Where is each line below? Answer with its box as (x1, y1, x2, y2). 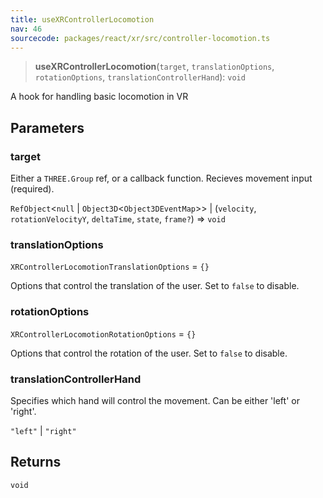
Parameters (10, 119, 85, 136)
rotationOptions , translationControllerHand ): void (34, 71, 246, 83)
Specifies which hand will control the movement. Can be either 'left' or (10, 394, 300, 406)
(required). (10, 183, 55, 195)
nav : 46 (10, 24, 43, 34)
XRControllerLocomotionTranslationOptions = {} (10, 261, 210, 273)
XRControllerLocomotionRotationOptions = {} (10, 327, 197, 340)
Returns (10, 454, 62, 471)
